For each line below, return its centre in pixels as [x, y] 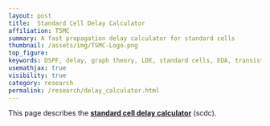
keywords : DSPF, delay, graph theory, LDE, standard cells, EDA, [120, 61]
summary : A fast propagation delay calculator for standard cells [122, 38]
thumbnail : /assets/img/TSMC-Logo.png [73, 46]
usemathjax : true [37, 68]
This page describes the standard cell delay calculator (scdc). [112, 113]
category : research [41, 83]
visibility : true [37, 75]
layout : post [30, 16]
